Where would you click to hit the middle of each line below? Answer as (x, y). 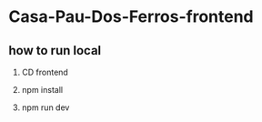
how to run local (55, 51)
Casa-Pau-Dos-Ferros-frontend (131, 17)
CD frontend (45, 72)
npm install (42, 90)
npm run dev (45, 107)
